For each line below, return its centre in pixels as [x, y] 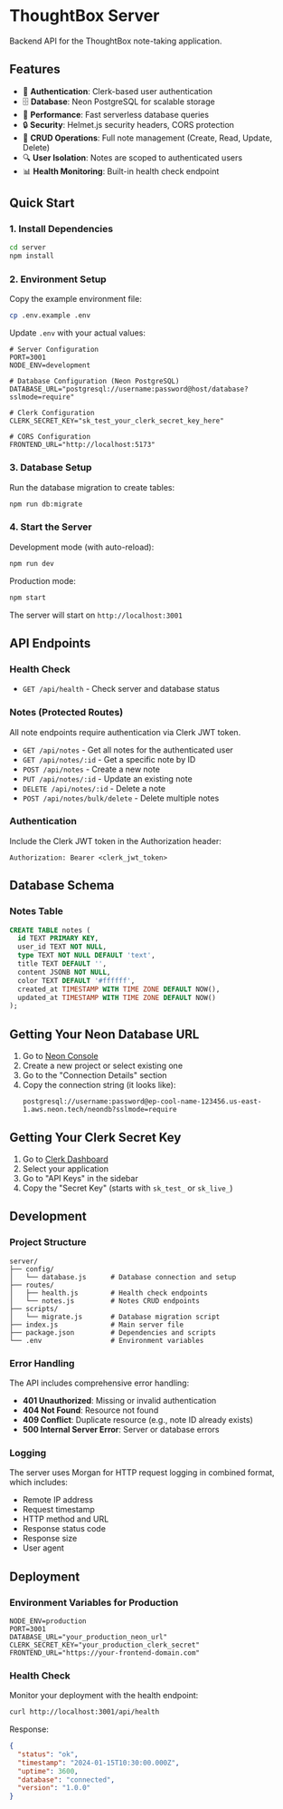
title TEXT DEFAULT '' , [62, 964]
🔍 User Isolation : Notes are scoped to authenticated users [132, 157]
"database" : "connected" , [66, 1780]
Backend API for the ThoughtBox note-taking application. [116, 41]
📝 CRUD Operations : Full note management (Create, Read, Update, [147, 138]
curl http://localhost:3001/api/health [85, 1712]
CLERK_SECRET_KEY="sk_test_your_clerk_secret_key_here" [117, 421]
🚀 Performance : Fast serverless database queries [116, 114]
